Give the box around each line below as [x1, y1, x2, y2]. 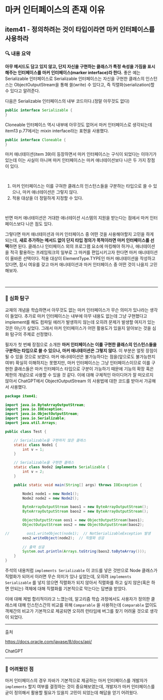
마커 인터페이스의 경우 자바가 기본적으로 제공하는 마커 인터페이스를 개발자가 [5, 678, 148, 684]
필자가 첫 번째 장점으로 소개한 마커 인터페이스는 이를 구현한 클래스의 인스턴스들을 [5, 342, 157, 347]
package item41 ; [5, 393, 38, 398]
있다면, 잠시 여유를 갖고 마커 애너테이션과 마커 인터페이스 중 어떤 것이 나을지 [5, 261, 149, 267]
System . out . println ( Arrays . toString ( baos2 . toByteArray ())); [22, 549, 147, 554]
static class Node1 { [14, 442, 57, 447]
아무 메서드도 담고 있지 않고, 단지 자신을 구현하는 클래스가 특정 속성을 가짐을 [5, 64, 147, 69]
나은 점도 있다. [26, 221, 53, 227]
